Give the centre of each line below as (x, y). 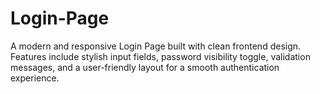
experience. (35, 78)
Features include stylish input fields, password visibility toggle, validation (160, 56)
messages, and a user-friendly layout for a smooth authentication (145, 67)
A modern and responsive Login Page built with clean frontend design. (156, 46)
